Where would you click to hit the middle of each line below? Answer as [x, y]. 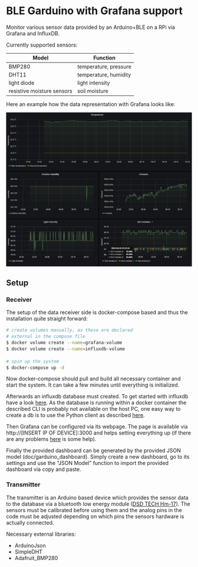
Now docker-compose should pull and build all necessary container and [93, 379]
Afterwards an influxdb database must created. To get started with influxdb [97, 397]
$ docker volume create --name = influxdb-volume [66, 349]
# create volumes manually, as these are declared [70, 330]
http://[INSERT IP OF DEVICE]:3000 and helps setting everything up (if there [99, 433]
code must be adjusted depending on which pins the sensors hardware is [95, 516]
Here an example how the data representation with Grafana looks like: [91, 104]
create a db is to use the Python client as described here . [76, 415]
